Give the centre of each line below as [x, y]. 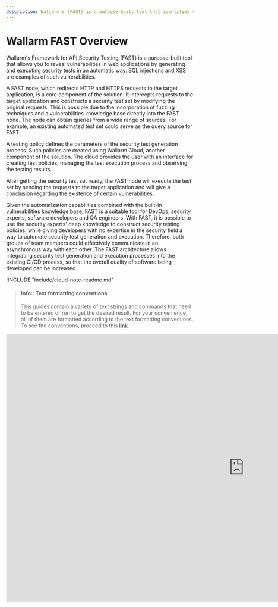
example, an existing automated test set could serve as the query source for [99, 126]
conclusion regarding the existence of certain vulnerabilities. [80, 193]
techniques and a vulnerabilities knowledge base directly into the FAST [93, 113]
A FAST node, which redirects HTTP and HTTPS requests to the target [92, 88]
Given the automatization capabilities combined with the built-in [84, 205]
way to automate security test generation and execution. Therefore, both [95, 236]
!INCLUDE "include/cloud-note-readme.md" [60, 280]
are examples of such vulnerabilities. [51, 76]
